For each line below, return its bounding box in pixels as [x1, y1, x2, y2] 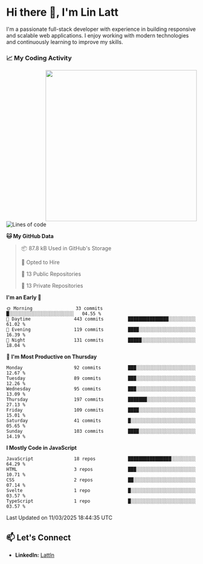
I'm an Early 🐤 [6, 294, 42, 301]
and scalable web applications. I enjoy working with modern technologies [6, 31, 189, 39]
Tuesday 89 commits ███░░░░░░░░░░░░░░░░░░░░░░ [6, 375, 196, 381]
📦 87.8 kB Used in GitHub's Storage [21, 245, 112, 252]
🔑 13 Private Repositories [21, 282, 83, 290]
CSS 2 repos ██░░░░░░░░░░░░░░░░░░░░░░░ [6, 477, 196, 483]
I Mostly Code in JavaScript [6, 444, 77, 452]
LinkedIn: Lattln [14, 551, 55, 559]
